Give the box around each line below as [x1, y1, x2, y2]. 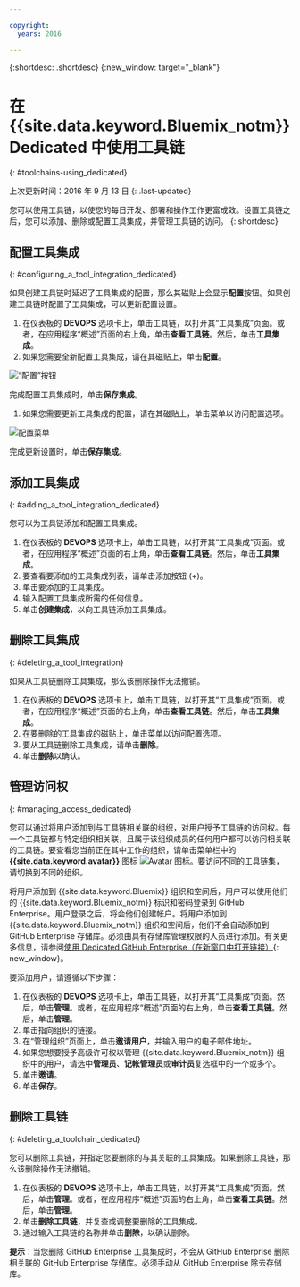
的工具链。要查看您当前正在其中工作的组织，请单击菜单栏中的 [9, 844, 237, 855]
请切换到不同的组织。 [9, 866, 87, 877]
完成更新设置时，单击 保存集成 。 [9, 447, 127, 457]
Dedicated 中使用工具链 [9, 137, 186, 158]
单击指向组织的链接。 [21, 1024, 101, 1035]
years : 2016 [17, 29, 62, 38]
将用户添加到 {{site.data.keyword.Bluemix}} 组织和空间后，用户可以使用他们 [9, 885, 288, 896]
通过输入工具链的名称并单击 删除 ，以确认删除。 [21, 1227, 195, 1238]
